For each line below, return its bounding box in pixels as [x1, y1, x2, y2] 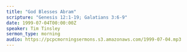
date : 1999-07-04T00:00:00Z [6, 20, 77, 26]
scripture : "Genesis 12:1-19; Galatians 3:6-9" [6, 14, 128, 20]
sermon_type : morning [6, 31, 61, 37]
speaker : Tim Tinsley [6, 25, 61, 32]
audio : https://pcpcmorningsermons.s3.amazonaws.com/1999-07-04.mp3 [6, 36, 182, 42]
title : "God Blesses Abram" [6, 8, 77, 15]
